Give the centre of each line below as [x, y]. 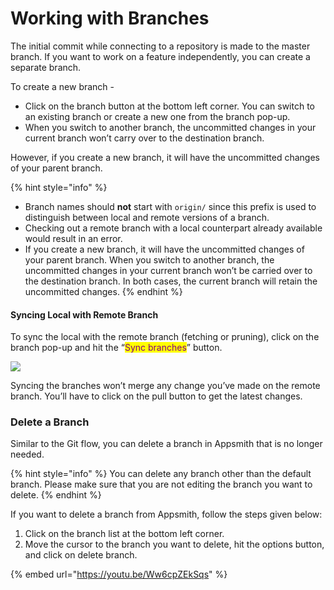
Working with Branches [110, 18]
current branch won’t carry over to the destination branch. [144, 138]
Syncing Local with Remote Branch [84, 314]
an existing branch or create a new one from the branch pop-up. [157, 116]
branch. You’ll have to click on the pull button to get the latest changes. [156, 396]
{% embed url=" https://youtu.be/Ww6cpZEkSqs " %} [119, 574]
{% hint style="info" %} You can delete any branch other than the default [161, 474]
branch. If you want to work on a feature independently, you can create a [160, 56]
